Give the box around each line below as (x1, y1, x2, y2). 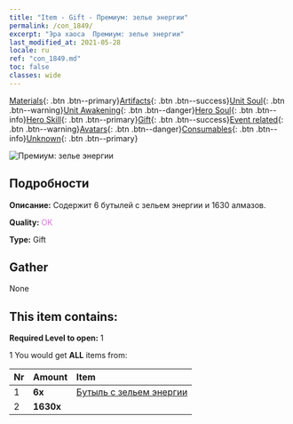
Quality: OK (9, 217, 53, 228)
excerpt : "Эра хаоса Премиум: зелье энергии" (9, 29, 185, 38)
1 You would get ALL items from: (9, 350, 128, 361)
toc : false (9, 63, 50, 72)
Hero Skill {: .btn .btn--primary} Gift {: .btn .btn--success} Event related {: (26, 114, 284, 124)
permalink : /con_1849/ (9, 21, 93, 30)
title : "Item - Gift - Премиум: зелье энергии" (9, 12, 189, 22)
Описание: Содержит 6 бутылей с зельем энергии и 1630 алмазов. (9, 199, 266, 210)
